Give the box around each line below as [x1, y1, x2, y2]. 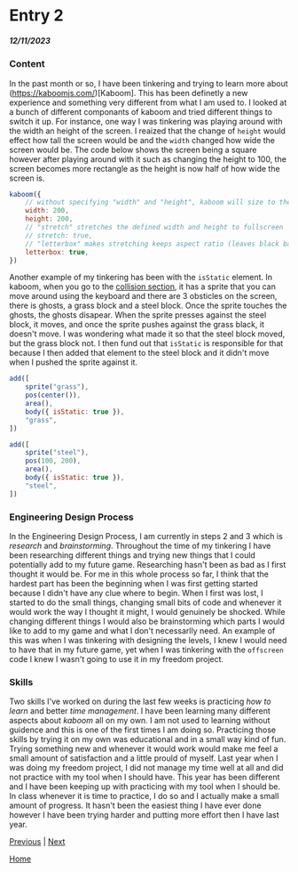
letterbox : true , [25, 247, 90, 256]
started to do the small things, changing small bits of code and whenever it [9, 597, 282, 608]
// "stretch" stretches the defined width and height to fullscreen [25, 223, 284, 232]
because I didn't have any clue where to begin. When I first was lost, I [9, 587, 263, 598]
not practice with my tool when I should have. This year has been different [9, 771, 280, 783]
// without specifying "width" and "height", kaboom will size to [25, 198, 276, 207]
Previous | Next [9, 836, 66, 847]
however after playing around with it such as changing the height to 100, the [9, 153, 286, 165]
